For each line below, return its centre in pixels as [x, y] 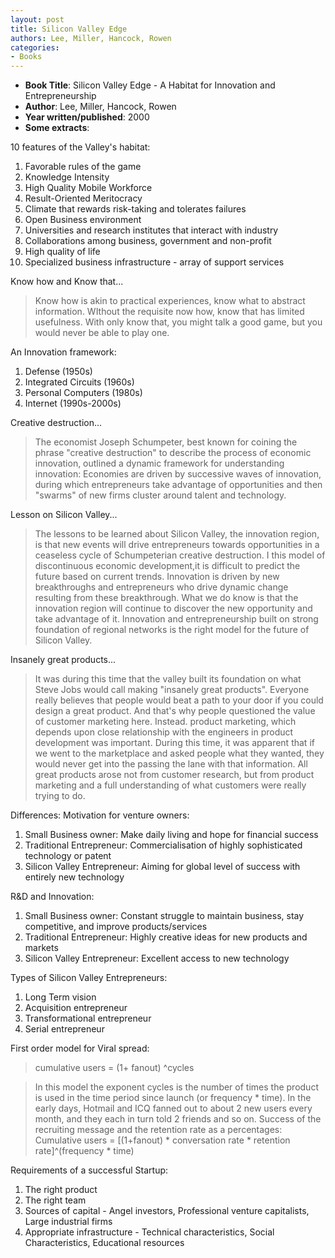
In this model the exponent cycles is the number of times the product [176, 1087]
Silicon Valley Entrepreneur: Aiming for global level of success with [162, 867]
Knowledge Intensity [67, 177]
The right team [55, 1200]
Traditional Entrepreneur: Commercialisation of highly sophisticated [163, 845]
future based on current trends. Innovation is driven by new [157, 577]
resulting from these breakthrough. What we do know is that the [166, 598]
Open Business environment [83, 220]
